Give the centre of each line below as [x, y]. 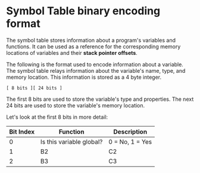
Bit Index [22, 131]
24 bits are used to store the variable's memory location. [76, 105]
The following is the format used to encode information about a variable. [95, 64]
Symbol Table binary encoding [83, 11]
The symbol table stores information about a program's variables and [91, 40]
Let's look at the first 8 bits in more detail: [57, 117]
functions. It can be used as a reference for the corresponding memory [93, 47]
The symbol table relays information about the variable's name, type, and [96, 70]
